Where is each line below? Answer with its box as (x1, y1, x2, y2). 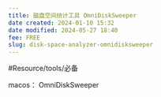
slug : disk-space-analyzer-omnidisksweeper (8, 41, 154, 49)
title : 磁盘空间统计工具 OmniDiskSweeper (8, 11, 137, 20)
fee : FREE (8, 33, 41, 42)
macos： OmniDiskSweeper (8, 80, 99, 90)
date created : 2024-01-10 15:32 (8, 19, 114, 27)
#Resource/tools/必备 (8, 64, 79, 73)
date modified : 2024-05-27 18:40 (8, 26, 118, 34)
